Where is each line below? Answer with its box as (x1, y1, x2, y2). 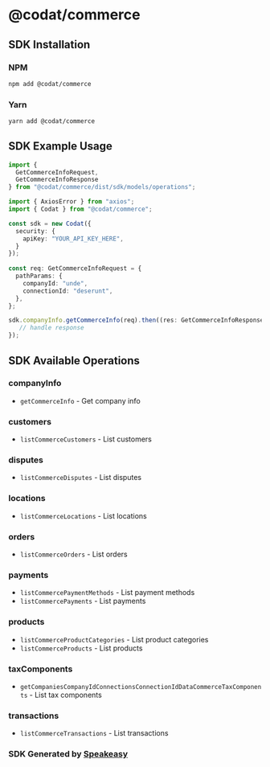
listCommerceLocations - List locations (19, 511, 147, 520)
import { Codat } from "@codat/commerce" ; (8, 205, 153, 214)
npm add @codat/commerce (8, 80, 92, 88)
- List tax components (29, 690, 102, 699)
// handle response (18, 324, 84, 332)
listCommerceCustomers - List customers (19, 434, 153, 444)
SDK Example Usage (8, 139, 112, 154)
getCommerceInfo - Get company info (19, 396, 141, 405)
